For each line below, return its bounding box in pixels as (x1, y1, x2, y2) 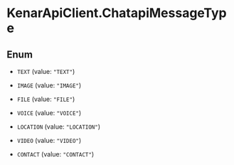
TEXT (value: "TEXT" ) (16, 68, 75, 75)
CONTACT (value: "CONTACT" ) (16, 150, 94, 158)
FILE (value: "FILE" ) (16, 95, 75, 103)
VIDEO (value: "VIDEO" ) (16, 137, 82, 144)
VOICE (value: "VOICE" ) (16, 109, 82, 117)
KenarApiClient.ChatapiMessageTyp (6, 5, 227, 21)
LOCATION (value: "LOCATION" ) (16, 122, 101, 131)
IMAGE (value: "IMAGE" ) (16, 81, 82, 90)
